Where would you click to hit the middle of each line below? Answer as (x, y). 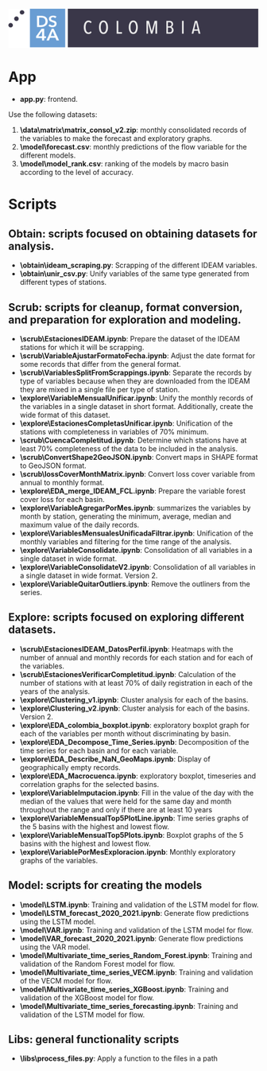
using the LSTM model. (58, 921)
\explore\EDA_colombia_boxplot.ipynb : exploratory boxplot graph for (135, 725)
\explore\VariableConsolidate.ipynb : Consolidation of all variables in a (136, 551)
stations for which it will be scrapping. (82, 348)
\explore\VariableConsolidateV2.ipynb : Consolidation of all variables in (137, 567)
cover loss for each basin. (62, 500)
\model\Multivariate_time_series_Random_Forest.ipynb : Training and (136, 955)
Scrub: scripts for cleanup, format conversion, (126, 307)
